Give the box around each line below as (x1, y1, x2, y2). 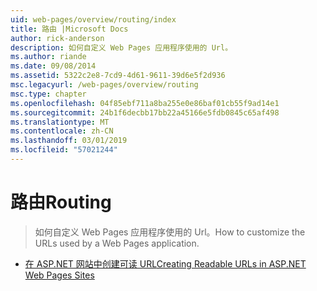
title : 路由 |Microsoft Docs (10, 24, 129, 34)
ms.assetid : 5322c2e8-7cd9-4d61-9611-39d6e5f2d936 (10, 71, 226, 81)
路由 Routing (10, 191, 112, 214)
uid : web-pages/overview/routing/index (10, 14, 177, 25)
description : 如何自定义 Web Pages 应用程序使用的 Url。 (10, 42, 233, 53)
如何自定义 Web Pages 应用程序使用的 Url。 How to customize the (34, 226, 306, 238)
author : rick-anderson (10, 33, 105, 43)
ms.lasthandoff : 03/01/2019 (10, 136, 128, 146)
